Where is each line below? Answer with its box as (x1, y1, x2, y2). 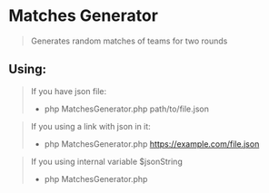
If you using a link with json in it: (30, 121, 151, 131)
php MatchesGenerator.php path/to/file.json (44, 103, 210, 114)
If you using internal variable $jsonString (30, 156, 183, 167)
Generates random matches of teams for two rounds (30, 35, 228, 46)
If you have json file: (30, 85, 107, 96)
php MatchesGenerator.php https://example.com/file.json (44, 138, 260, 150)
